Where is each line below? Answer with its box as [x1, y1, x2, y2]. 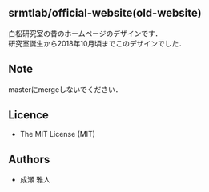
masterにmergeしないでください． [8, 84, 123, 94]
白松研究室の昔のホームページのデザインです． [8, 28, 163, 38]
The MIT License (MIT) [19, 130, 96, 139]
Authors [8, 152, 50, 166]
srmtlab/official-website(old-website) [8, 6, 202, 20]
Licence [8, 108, 50, 122]
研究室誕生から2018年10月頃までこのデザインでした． [8, 38, 187, 48]
